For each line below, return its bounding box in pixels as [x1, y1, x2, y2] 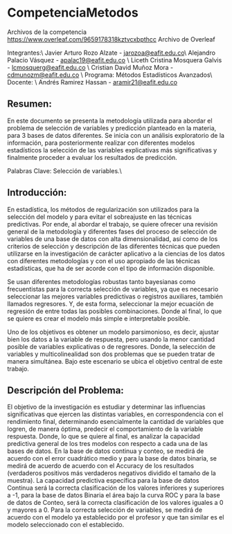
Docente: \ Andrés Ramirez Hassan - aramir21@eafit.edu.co [7, 78, 178, 86]
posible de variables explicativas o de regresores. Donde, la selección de [7, 342, 216, 350]
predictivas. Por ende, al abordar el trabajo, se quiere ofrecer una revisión [7, 220, 218, 228]
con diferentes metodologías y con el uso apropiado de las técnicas [7, 256, 201, 265]
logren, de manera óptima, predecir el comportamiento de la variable [7, 425, 204, 434]
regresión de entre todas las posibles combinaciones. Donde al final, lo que [7, 307, 222, 315]
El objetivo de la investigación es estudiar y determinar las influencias [7, 403, 206, 411]
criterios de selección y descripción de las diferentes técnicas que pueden [7, 242, 220, 250]
